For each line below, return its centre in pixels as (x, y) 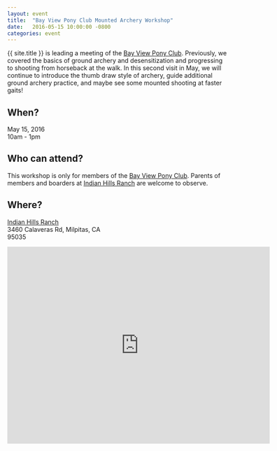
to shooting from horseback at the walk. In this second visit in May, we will (114, 68)
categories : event (34, 33)
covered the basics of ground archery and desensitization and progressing (115, 61)
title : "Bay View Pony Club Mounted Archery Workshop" (90, 20)
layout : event (28, 14)
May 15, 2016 (26, 130)
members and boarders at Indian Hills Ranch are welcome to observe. (108, 183)
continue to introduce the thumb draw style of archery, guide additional (110, 76)
